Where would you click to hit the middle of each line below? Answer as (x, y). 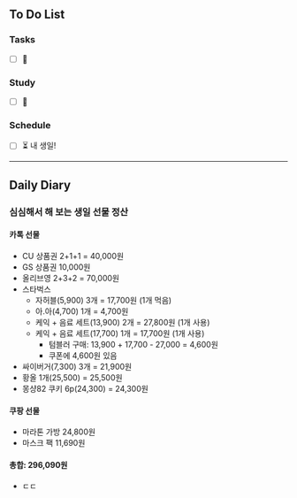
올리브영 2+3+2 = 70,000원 (71, 278)
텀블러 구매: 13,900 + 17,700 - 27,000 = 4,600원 (133, 344)
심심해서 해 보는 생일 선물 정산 (69, 211)
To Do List (37, 15)
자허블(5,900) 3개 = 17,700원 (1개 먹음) (103, 300)
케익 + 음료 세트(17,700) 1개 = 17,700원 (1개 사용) (120, 333)
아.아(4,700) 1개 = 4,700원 (82, 311)
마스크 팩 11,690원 (53, 443)
